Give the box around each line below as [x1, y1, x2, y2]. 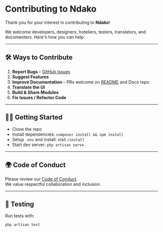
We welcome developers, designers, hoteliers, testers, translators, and [5, 29, 147, 35]
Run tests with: [5, 213, 35, 219]
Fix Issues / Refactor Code [12, 94, 66, 100]
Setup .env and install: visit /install [12, 136, 85, 142]
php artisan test [5, 222, 40, 227]
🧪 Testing [5, 200, 34, 208]
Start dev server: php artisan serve [12, 142, 84, 147]
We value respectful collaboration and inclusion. [5, 181, 101, 187]
